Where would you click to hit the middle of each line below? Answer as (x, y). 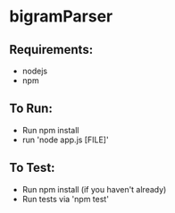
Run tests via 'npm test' (66, 199)
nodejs (34, 71)
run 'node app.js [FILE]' (65, 140)
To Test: (32, 168)
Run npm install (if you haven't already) (94, 189)
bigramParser (61, 17)
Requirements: (51, 50)
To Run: (31, 109)
